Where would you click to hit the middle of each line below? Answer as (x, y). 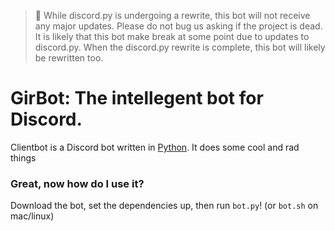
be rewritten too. (69, 58)
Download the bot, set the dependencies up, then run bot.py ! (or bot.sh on (164, 206)
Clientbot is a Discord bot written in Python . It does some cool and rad (155, 147)
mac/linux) (32, 216)
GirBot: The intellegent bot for (137, 98)
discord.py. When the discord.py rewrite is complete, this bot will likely (180, 47)
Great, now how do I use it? (77, 183)
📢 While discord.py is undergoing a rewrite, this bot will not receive (172, 15)
